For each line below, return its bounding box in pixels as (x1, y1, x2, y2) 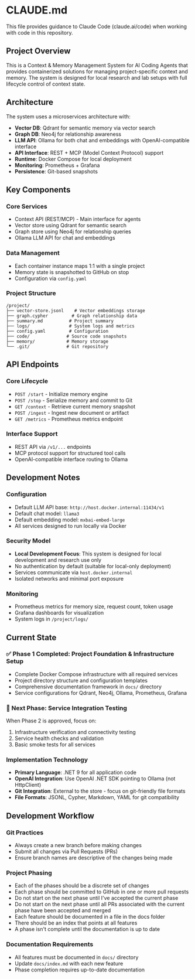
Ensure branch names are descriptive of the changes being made (14, 854, 173, 861)
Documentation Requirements (6, 940, 94, 949)
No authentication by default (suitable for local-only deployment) (14, 562, 172, 569)
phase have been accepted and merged (14, 907, 111, 914)
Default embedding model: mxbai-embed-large (14, 516, 125, 523)
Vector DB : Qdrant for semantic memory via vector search (14, 124, 156, 131)
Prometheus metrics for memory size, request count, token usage (14, 603, 174, 610)
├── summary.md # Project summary (6, 318, 114, 324)
